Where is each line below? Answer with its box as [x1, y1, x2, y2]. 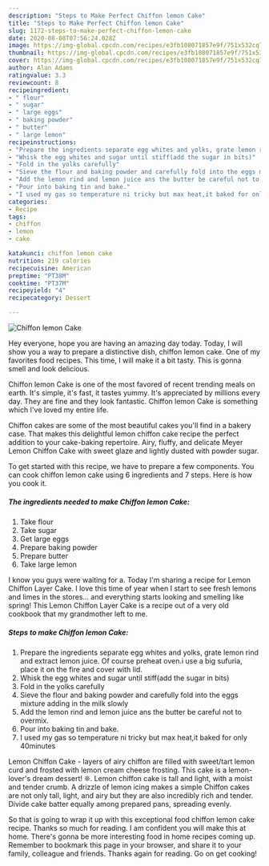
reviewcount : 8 [8, 78, 59, 86]
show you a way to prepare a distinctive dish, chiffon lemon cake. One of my [8, 347, 261, 356]
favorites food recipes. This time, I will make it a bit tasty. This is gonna [8, 355, 242, 365]
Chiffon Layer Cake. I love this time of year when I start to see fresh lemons [8, 583, 257, 593]
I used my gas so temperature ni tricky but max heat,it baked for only [19, 732, 248, 742]
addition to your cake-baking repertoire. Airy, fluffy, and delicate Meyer [8, 438, 243, 447]
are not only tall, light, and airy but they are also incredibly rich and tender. [8, 790, 254, 800]
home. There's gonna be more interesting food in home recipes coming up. [8, 832, 256, 841]
